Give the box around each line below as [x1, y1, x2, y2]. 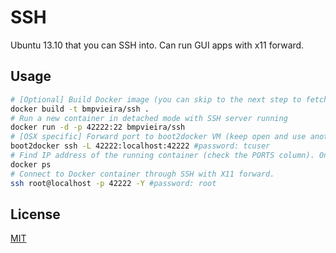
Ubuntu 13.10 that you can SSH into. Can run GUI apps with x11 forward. [10, 39, 305, 51]
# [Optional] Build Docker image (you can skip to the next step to [10, 94, 302, 105]
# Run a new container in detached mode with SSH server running [10, 113, 288, 123]
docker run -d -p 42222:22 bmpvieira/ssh [10, 122, 186, 133]
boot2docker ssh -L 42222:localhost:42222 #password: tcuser [10, 141, 271, 151]
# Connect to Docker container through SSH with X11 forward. [10, 169, 275, 179]
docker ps [10, 159, 52, 170]
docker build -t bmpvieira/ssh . [10, 104, 150, 114]
